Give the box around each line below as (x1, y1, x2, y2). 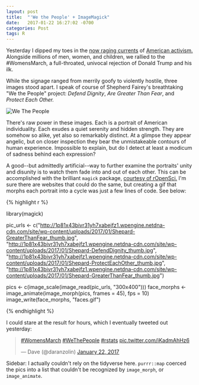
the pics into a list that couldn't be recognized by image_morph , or (6, 366, 164, 373)
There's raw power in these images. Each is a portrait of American (6, 119, 168, 126)
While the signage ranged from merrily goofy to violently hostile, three (6, 78, 178, 85)
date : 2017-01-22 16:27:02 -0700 (6, 20, 94, 25)
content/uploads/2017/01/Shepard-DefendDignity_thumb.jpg (6, 247, 153, 254)
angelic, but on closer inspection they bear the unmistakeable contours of (6, 138, 187, 145)
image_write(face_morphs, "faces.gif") (6, 296, 101, 303)
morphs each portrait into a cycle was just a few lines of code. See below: (6, 187, 187, 194)
